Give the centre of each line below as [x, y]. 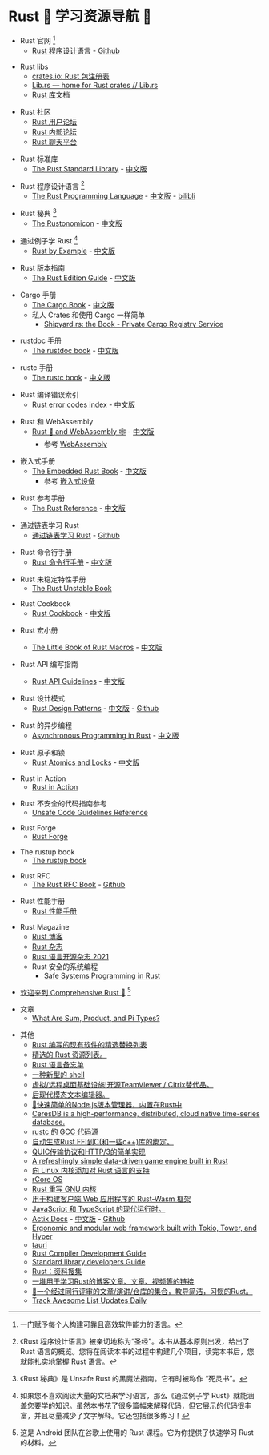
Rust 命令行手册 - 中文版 [72, 562]
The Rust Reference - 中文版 [79, 508]
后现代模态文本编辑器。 [70, 1095]
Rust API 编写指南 [49, 664]
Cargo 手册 [38, 295]
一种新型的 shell [58, 1075]
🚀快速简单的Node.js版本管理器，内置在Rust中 [107, 1105]
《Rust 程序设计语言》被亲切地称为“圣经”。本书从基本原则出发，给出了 [134, 1341]
